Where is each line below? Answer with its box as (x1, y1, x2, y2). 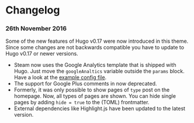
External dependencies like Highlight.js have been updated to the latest (13, 105, 185, 112)
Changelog (5, 4, 60, 17)
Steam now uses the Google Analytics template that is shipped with (13, 61, 176, 69)
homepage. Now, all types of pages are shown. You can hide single (13, 93, 176, 100)
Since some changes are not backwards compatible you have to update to (5, 44, 185, 51)
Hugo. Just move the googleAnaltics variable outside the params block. (13, 68, 185, 75)
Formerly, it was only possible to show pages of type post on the (13, 86, 170, 94)
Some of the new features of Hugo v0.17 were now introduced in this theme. (5, 37, 189, 45)
